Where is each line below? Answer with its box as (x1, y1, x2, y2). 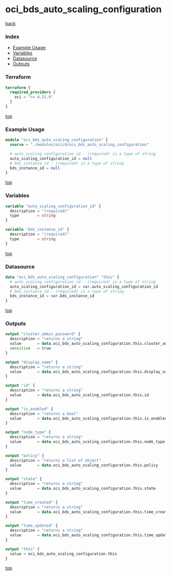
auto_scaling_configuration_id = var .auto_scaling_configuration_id (10, 284, 158, 289)
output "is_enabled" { (5, 406, 53, 411)
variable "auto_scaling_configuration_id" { (5, 203, 101, 209)
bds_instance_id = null (10, 165, 60, 171)
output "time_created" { (5, 500, 58, 505)
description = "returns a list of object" (10, 458, 101, 463)
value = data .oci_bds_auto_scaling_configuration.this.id (10, 392, 149, 398)
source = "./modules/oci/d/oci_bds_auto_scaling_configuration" (10, 142, 149, 147)
